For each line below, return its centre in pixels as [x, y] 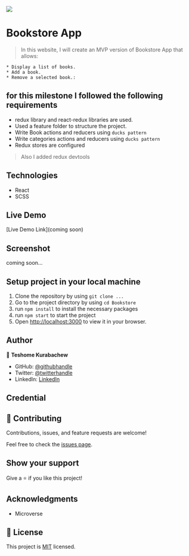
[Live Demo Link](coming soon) [45, 229]
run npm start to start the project [55, 315]
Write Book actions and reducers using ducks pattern [81, 132]
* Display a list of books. [41, 67]
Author [19, 341]
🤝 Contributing [34, 418]
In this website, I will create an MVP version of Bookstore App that [102, 49]
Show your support [43, 463]
